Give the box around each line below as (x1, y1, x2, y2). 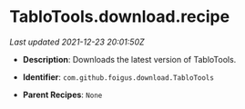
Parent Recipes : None (22, 89, 103, 100)
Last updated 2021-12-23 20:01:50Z (9, 36, 145, 47)
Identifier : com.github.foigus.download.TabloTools (22, 71, 214, 83)
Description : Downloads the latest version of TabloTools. (22, 54, 237, 64)
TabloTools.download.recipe (9, 6, 230, 27)
